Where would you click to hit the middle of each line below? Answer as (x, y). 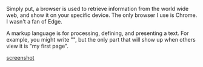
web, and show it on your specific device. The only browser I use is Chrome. (102, 15)
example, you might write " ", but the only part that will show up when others (101, 40)
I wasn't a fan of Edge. (34, 21)
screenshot (20, 58)
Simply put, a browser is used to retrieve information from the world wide (98, 9)
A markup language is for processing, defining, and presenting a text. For (98, 33)
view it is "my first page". (37, 46)
